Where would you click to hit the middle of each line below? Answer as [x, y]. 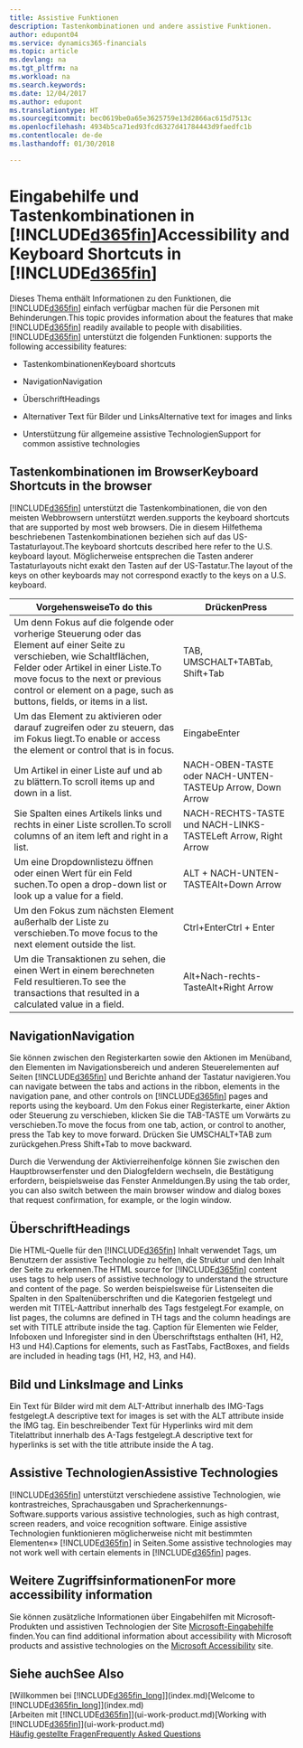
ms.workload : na [40, 77]
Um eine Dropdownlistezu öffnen [83, 861]
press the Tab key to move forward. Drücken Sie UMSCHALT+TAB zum [141, 1134]
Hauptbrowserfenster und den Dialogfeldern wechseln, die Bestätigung [142, 1171]
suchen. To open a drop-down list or [90, 884]
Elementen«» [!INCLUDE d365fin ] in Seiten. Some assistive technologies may [151, 1543]
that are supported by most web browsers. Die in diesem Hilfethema [136, 527]
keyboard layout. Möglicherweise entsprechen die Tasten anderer [132, 556]
